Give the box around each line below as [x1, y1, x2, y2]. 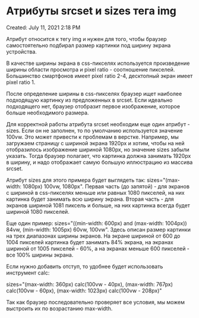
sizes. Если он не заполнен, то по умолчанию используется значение [6, 127, 183, 134]
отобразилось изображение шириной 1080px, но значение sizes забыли [6, 146, 189, 153]
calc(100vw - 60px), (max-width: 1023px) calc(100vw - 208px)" [6, 287, 162, 294]
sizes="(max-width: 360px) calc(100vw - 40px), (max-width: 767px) [6, 280, 173, 288]
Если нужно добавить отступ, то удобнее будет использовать [6, 263, 163, 270]
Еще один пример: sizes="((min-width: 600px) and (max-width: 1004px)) [6, 219, 187, 227]
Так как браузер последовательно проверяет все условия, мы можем [6, 298, 185, 305]
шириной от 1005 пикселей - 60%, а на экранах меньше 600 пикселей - [6, 245, 190, 252]
